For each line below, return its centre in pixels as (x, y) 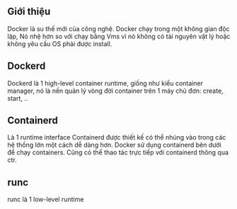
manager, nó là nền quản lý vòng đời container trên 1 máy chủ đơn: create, (116, 91)
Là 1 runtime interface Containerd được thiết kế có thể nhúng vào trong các (117, 137)
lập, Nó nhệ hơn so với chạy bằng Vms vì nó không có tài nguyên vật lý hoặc (119, 36)
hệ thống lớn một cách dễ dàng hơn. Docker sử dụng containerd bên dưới (114, 145)
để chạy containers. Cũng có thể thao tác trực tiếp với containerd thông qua (118, 152)
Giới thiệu (29, 12)
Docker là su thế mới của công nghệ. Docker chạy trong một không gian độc (118, 28)
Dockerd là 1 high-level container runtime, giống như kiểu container (105, 83)
